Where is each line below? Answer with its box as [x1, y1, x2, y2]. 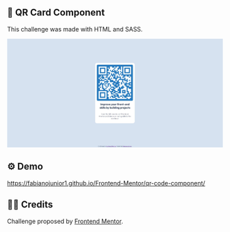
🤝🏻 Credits [7, 199, 53, 211]
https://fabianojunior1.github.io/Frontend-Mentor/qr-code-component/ [7, 179, 205, 187]
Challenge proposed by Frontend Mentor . [7, 217, 123, 225]
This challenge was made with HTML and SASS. [7, 25, 143, 33]
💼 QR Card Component [7, 7, 105, 18]
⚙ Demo [7, 161, 43, 172]
